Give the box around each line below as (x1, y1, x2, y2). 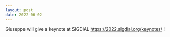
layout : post (5, 7, 33, 13)
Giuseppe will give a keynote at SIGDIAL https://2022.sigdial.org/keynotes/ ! (5, 26, 165, 32)
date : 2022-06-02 (5, 12, 42, 17)
